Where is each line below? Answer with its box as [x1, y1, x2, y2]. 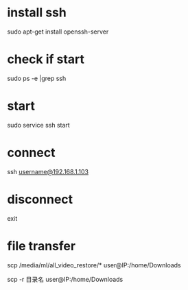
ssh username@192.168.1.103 [7, 167, 89, 176]
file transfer [7, 238, 76, 254]
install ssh [7, 5, 67, 21]
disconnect [7, 191, 73, 207]
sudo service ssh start [7, 121, 70, 129]
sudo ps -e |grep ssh [7, 74, 67, 82]
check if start [7, 51, 84, 67]
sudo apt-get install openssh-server [7, 27, 109, 36]
